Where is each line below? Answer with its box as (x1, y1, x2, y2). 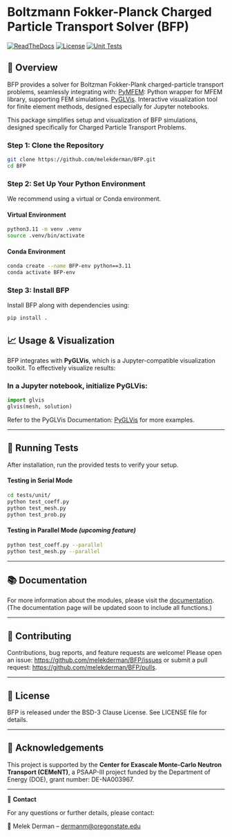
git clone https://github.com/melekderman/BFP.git (7, 156, 156, 163)
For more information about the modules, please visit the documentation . (7, 596, 215, 604)
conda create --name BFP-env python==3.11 (7, 262, 131, 270)
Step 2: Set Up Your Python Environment (7, 179, 146, 188)
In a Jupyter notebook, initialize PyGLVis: (7, 381, 148, 390)
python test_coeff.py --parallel (7, 541, 104, 548)
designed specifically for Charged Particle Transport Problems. (7, 123, 186, 132)
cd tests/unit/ (7, 492, 51, 499)
